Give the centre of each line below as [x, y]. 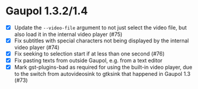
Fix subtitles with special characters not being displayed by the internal [101, 41]
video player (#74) [37, 47]
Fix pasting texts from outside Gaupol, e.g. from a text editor [88, 60]
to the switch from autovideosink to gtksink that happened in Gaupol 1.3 [102, 74]
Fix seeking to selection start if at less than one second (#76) [89, 54]
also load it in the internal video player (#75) [68, 34]
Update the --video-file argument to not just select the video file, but [100, 27]
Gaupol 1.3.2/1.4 [47, 11]
